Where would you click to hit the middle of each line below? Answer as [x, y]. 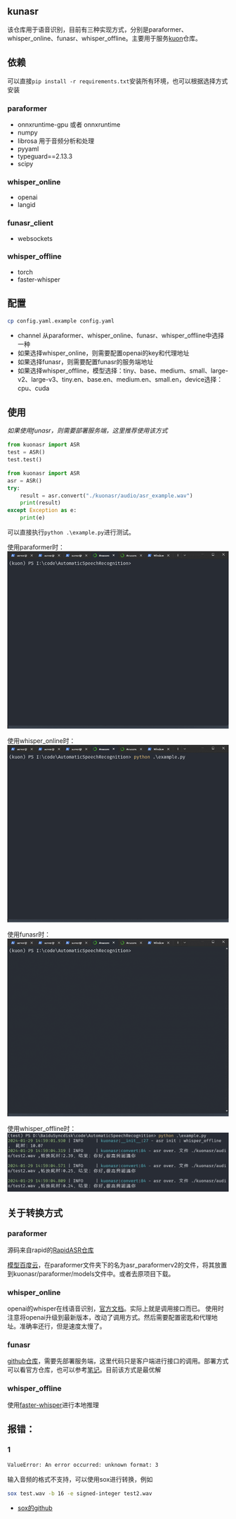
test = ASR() [26, 452]
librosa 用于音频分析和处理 [56, 141]
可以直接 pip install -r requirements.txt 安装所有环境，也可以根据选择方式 [118, 81]
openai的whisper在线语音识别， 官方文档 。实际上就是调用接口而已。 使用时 [116, 1308]
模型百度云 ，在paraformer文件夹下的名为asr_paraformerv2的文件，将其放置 [117, 1265]
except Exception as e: [42, 511]
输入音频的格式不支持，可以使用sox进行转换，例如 [80, 1480]
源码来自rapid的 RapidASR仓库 [51, 1250]
